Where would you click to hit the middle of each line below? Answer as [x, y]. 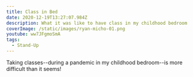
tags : [13, 40]
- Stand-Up [25, 46]
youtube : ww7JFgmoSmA [33, 34]
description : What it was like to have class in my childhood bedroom [97, 23]
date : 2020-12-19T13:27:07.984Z [47, 17]
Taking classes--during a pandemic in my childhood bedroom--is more [94, 62]
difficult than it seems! [34, 69]
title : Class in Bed [32, 12]
